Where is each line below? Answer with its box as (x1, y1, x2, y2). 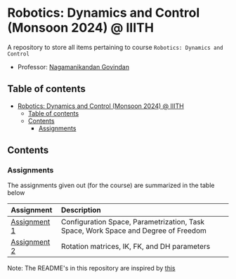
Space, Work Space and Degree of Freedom (60, 226, 207, 236)
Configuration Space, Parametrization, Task (60, 217, 205, 227)
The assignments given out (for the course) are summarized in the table (7, 181, 215, 190)
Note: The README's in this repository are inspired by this (7, 264, 176, 273)
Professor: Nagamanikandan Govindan (17, 62, 130, 71)
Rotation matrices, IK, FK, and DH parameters (60, 242, 211, 252)
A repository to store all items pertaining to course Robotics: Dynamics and (7, 43, 223, 51)
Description (60, 205, 101, 215)
